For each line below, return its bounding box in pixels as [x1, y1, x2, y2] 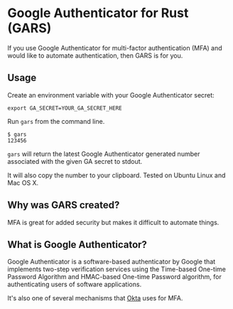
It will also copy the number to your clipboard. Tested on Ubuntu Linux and [7, 171, 226, 179]
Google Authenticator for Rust [7, 5, 189, 21]
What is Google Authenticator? [7, 239, 148, 251]
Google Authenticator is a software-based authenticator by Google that [7, 258, 216, 266]
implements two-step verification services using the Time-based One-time [7, 265, 226, 273]
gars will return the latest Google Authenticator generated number [7, 150, 200, 158]
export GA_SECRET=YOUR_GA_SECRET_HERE [7, 105, 122, 112]
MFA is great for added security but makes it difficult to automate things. [7, 218, 220, 226]
